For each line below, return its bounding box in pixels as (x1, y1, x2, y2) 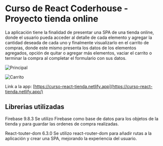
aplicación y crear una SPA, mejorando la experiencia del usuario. (5, 135, 137, 141)
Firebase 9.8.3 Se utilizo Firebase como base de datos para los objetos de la (5, 115, 159, 122)
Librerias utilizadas (5, 103, 64, 111)
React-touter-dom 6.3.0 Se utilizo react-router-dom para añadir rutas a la (5, 130, 152, 136)
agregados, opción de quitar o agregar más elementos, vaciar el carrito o (5, 50, 152, 56)
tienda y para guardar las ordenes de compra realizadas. (5, 121, 119, 127)
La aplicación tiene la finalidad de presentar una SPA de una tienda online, (5, 29, 154, 35)
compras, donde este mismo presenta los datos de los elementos (5, 45, 137, 51)
